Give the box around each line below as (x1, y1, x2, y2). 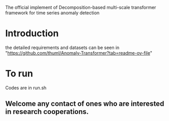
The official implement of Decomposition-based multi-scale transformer (5, 5, 156, 10)
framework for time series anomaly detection (5, 10, 100, 16)
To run (5, 68, 33, 80)
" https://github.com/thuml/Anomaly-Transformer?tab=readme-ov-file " (5, 50, 153, 56)
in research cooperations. (5, 107, 89, 116)
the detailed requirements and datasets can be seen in (5, 44, 120, 51)
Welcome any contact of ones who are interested (5, 100, 164, 108)
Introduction (5, 28, 59, 39)
